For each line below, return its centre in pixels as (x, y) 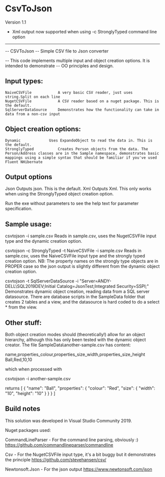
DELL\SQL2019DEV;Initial (30, 286)
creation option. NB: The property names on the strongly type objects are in (82, 261)
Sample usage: (28, 224)
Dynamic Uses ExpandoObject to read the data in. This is (79, 140)
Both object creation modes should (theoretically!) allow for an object (75, 334)
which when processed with (34, 369)
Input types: (24, 81)
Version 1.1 (15, 22)
